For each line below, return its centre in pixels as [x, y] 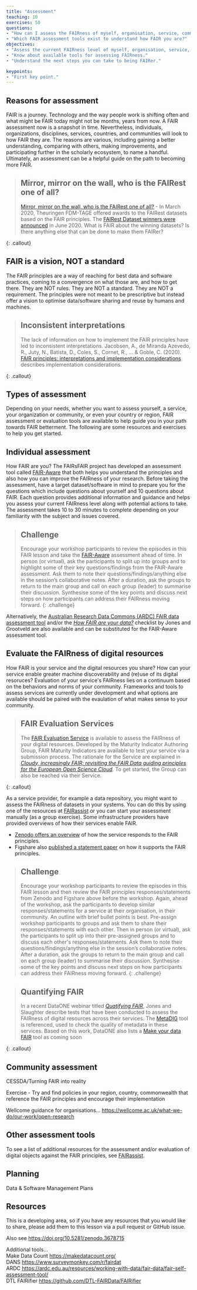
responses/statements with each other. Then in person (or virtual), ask [106, 930]
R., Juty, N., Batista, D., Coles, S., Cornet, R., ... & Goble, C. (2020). [101, 352]
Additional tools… [27, 1249]
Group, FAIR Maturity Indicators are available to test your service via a [105, 750]
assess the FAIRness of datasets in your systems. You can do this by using [96, 804]
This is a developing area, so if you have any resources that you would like [96, 1221]
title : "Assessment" [31, 11]
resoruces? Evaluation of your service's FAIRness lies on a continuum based [98, 680]
